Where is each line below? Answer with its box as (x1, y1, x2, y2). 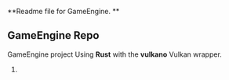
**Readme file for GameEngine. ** (7, 7, 120, 16)
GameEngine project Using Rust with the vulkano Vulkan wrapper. (7, 50, 223, 59)
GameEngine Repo (7, 29, 100, 42)
